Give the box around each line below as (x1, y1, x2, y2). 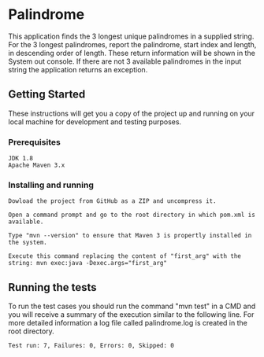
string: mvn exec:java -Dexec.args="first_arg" (8, 259, 168, 267)
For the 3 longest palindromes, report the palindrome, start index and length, (8, 39, 257, 49)
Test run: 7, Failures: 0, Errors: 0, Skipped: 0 (8, 342, 175, 350)
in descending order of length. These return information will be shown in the (8, 48, 256, 57)
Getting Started (8, 88, 86, 101)
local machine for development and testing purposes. (8, 116, 182, 127)
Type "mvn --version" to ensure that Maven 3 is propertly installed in (8, 232, 252, 240)
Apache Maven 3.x (8, 161, 65, 170)
